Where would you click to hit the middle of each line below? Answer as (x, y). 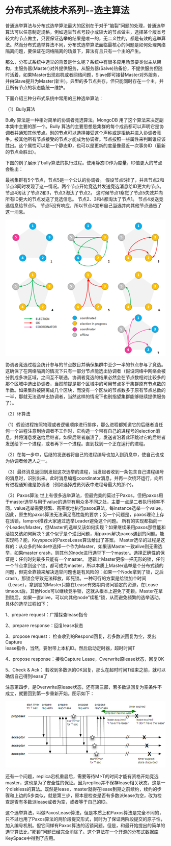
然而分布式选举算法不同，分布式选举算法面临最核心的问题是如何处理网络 (90, 44)
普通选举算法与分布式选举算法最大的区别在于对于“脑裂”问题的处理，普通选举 (85, 26)
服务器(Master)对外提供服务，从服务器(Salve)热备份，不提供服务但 (89, 68)
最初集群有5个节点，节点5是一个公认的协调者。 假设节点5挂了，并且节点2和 (85, 180)
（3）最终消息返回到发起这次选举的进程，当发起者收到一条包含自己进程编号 (85, 472)
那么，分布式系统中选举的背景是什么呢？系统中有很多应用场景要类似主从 (81, 62)
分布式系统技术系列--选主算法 (67, 10)
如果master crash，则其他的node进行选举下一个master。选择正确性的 (87, 553)
